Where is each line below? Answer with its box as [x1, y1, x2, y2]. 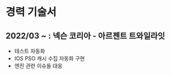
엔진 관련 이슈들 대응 [14, 63, 63, 69]
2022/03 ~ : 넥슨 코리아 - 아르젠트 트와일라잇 [5, 31, 166, 41]
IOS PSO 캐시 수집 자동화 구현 [14, 55, 85, 62]
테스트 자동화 [14, 48, 45, 54]
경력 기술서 [5, 5, 57, 19]
